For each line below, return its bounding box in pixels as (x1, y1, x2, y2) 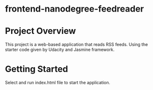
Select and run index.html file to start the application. (5, 80, 110, 86)
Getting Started (5, 64, 69, 75)
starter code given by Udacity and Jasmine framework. (5, 47, 115, 53)
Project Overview (5, 26, 76, 37)
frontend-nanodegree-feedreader (5, 3, 144, 15)
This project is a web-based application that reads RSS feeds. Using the (5, 42, 148, 47)
